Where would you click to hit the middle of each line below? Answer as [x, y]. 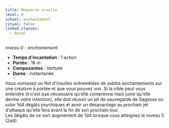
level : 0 [14, 15]
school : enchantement [28, 19]
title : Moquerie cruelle [31, 10]
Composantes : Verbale [38, 68]
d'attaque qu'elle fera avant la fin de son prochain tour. [62, 110]
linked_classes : [22, 29]
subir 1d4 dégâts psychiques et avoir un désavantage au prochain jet [77, 105]
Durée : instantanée [33, 73]
